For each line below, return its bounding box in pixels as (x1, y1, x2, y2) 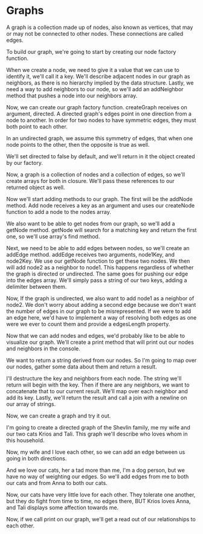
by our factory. (6, 159, 43, 166)
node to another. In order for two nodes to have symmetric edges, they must (6, 116, 196, 124)
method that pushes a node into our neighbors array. (6, 92, 138, 99)
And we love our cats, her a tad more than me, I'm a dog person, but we (6, 466, 185, 474)
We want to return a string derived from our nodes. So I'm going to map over (6, 356, 197, 364)
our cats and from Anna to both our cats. (6, 479, 108, 486)
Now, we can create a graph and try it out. (6, 412, 111, 419)
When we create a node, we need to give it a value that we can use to (6, 66, 180, 73)
